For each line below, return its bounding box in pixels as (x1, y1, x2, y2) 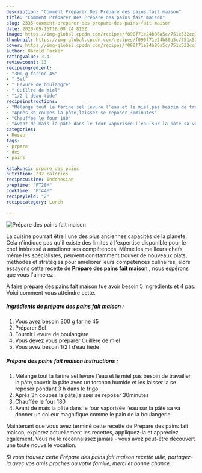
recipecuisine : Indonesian (6, 177, 74, 183)
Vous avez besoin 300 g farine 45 (14, 318, 99, 325)
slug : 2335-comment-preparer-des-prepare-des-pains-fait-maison (6, 20, 171, 26)
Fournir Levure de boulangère (14, 331, 89, 338)
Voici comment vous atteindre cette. (6, 289, 96, 296)
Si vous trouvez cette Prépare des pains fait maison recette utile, (6, 453, 167, 461)
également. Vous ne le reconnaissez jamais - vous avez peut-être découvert (6, 435, 195, 443)
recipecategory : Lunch (6, 199, 63, 205)
